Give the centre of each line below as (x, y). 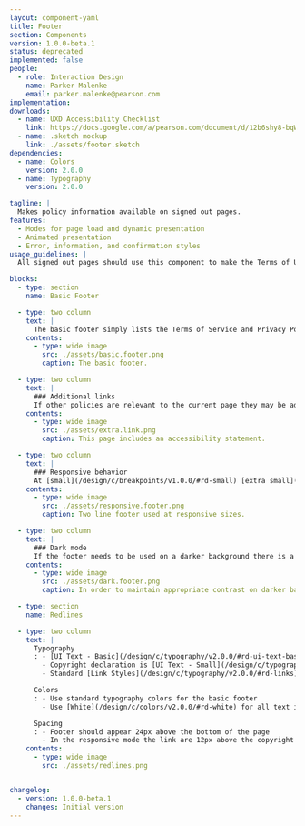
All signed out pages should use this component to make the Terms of (154, 263)
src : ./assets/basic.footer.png (103, 355)
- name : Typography (54, 178)
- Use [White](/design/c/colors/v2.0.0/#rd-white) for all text (166, 707)
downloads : (30, 111)
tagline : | (30, 204)
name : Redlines (54, 615)
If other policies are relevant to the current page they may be (159, 405)
